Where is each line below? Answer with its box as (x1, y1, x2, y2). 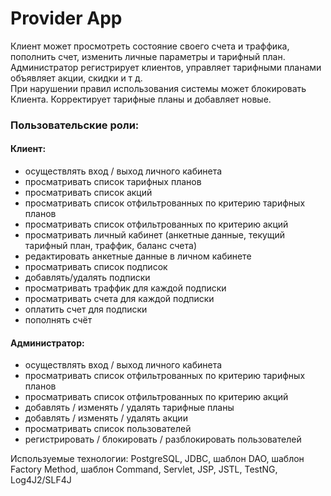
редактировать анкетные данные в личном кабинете (24, 250, 252, 262)
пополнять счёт (24, 314, 93, 326)
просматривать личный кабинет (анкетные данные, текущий (24, 229, 286, 241)
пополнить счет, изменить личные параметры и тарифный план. (10, 50, 286, 62)
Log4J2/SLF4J (10, 474, 72, 486)
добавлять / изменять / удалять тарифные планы (24, 402, 235, 414)
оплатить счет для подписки (24, 303, 148, 316)
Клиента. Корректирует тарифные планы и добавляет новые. (10, 93, 272, 105)
